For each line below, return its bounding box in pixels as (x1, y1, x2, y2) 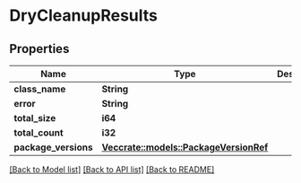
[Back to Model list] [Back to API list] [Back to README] (9, 164, 215, 175)
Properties (9, 41, 70, 57)
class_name (13, 83, 66, 95)
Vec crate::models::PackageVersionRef (101, 141, 269, 153)
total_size (13, 112, 56, 124)
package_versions (13, 141, 93, 153)
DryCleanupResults (9, 5, 159, 26)
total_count (13, 126, 64, 139)
